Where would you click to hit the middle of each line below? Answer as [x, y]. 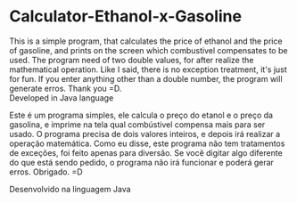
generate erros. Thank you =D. [66, 88]
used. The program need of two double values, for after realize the [132, 60]
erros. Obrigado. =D [46, 172]
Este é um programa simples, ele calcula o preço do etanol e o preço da [141, 115]
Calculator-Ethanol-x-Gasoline [126, 16]
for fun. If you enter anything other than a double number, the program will [146, 78]
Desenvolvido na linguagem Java [70, 189]
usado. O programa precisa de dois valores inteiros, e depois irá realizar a [145, 134]
